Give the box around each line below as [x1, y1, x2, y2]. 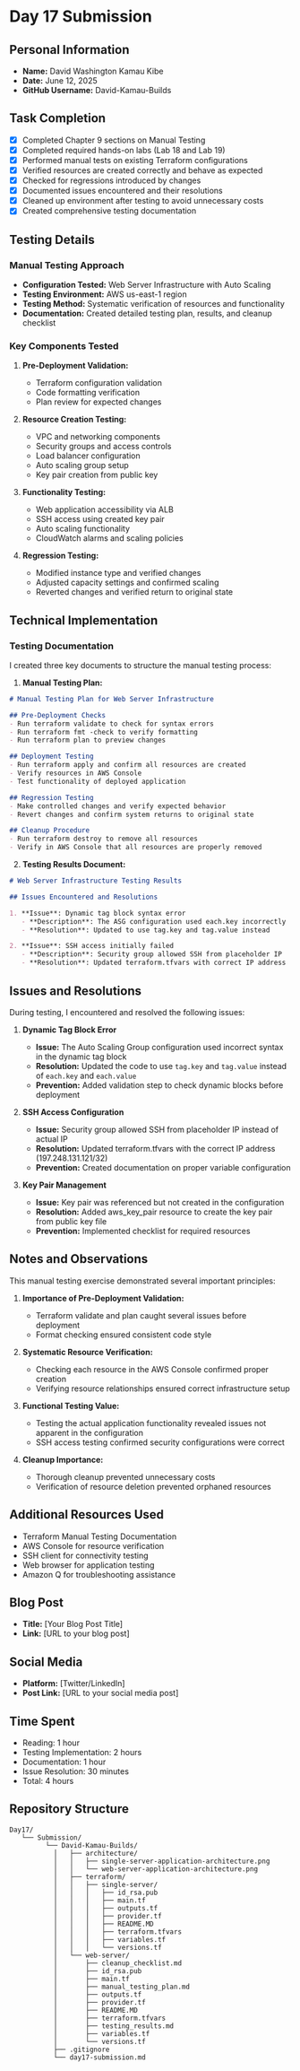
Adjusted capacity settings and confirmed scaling [35, 577, 219, 588]
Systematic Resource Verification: [21, 1346, 154, 1357]
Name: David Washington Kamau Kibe [21, 65, 164, 76]
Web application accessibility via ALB [35, 504, 175, 515]
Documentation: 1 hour [21, 1756, 107, 1767]
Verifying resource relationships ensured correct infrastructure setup [35, 1383, 291, 1394]
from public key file [35, 1215, 107, 1226]
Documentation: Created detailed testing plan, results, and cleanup [21, 308, 273, 318]
